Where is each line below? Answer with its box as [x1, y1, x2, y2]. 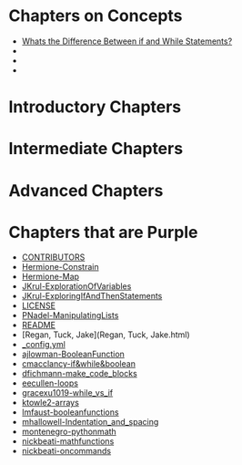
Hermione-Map [21, 271, 79, 283]
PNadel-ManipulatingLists [21, 310, 119, 321]
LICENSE [21, 300, 56, 311]
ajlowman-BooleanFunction [21, 348, 125, 360]
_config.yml [21, 339, 66, 350]
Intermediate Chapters [8, 139, 184, 160]
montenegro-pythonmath [21, 426, 117, 438]
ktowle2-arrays [21, 398, 79, 408]
